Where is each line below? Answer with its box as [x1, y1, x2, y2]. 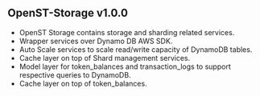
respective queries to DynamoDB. [19, 70, 131, 79]
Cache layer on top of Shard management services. [19, 53, 191, 62]
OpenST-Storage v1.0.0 [7, 6, 128, 20]
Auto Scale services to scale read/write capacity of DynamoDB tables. [19, 44, 253, 54]
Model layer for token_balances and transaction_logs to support [19, 62, 231, 71]
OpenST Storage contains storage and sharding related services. [19, 27, 235, 37]
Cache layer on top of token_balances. [19, 78, 147, 88]
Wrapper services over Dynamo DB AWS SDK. [19, 36, 173, 46]
